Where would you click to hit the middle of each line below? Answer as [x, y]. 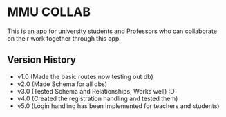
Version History [41, 60]
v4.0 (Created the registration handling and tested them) [97, 98]
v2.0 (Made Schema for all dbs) [62, 84]
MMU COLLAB [49, 12]
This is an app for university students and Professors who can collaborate [112, 31]
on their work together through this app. [64, 38]
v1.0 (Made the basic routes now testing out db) [85, 76]
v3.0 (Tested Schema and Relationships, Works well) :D [96, 91]
